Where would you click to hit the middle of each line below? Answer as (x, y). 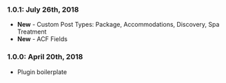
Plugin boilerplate (42, 72)
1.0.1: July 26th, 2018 (43, 10)
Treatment (32, 32)
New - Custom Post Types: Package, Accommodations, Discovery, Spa (118, 25)
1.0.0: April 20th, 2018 (45, 57)
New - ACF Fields (42, 39)
